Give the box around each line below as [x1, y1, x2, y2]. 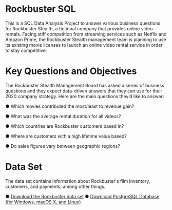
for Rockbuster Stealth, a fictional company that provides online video [5, 25, 153, 31]
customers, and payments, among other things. [5, 183, 106, 189]
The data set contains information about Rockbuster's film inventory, [5, 178, 150, 184]
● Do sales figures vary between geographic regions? [5, 143, 120, 149]
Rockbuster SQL [5, 3, 76, 15]
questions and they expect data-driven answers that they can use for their [5, 88, 163, 94]
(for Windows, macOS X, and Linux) [5, 199, 81, 205]
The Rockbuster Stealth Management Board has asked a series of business [5, 82, 164, 88]
